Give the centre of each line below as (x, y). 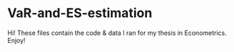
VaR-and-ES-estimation (80, 13)
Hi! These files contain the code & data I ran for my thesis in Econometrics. (117, 33)
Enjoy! (17, 40)
